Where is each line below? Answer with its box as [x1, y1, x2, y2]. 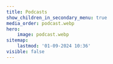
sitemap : [6, 37, 29, 43]
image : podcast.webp [17, 32, 69, 38]
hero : [6, 26, 20, 32]
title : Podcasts [6, 9, 47, 15]
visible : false [6, 49, 45, 55]
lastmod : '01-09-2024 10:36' [17, 43, 91, 49]
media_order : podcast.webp [6, 20, 75, 26]
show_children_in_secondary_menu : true [6, 15, 108, 21]
